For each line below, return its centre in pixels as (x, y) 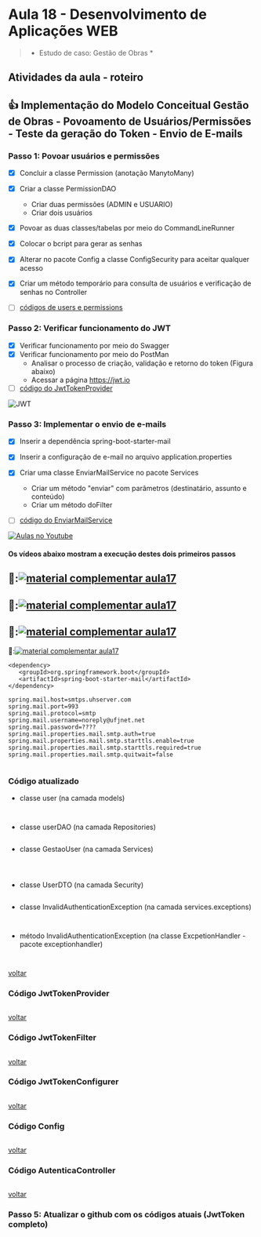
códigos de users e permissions (71, 307)
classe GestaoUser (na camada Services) (87, 849)
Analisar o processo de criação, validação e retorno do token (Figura (142, 363)
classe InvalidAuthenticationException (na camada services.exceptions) (136, 907)
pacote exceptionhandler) (61, 944)
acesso (31, 268)
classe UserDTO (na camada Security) (82, 885)
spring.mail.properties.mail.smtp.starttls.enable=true (101, 740)
